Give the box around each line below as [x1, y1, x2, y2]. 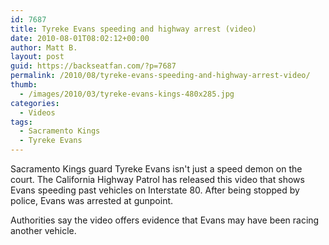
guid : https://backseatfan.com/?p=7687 [10, 61, 177, 71]
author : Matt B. [10, 42, 78, 53]
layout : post [10, 52, 65, 62]
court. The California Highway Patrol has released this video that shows [10, 174, 305, 185]
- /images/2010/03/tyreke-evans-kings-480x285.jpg [19, 89, 235, 99]
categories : [10, 98, 60, 108]
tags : [10, 117, 33, 127]
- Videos [19, 107, 56, 118]
